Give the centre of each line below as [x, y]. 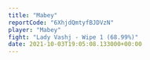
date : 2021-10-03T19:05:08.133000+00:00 [75, 44]
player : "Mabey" [35, 30]
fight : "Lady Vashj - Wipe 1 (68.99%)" [73, 37]
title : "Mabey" [33, 15]
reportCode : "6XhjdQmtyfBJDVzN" [61, 23]
